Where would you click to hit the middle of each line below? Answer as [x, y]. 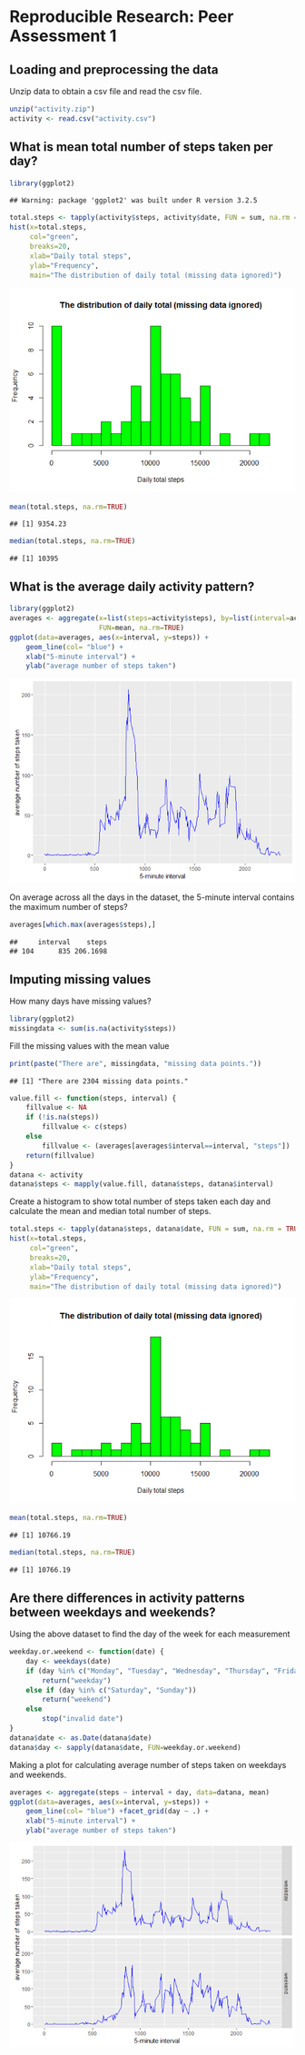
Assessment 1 [63, 36]
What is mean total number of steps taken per [142, 147]
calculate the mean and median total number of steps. [110, 1211]
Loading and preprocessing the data [114, 69]
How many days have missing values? [80, 1001]
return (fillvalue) [60, 1155]
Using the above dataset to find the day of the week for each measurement [150, 1634]
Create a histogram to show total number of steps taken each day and [140, 1201]
